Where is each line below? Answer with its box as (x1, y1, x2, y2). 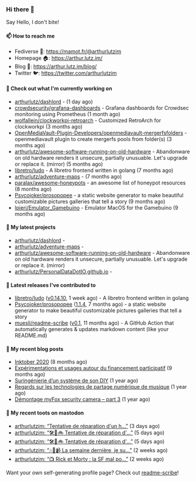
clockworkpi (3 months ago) (14, 123, 83, 130)
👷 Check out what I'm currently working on (6, 85, 112, 92)
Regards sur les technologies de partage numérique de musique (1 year (14, 383, 187, 390)
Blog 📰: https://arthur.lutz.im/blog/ (14, 63, 97, 70)
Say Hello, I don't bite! (6, 19, 60, 26)
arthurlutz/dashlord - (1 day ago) (14, 98, 94, 105)
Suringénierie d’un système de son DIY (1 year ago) (14, 377, 139, 384)
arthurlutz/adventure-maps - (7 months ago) (14, 173, 122, 180)
